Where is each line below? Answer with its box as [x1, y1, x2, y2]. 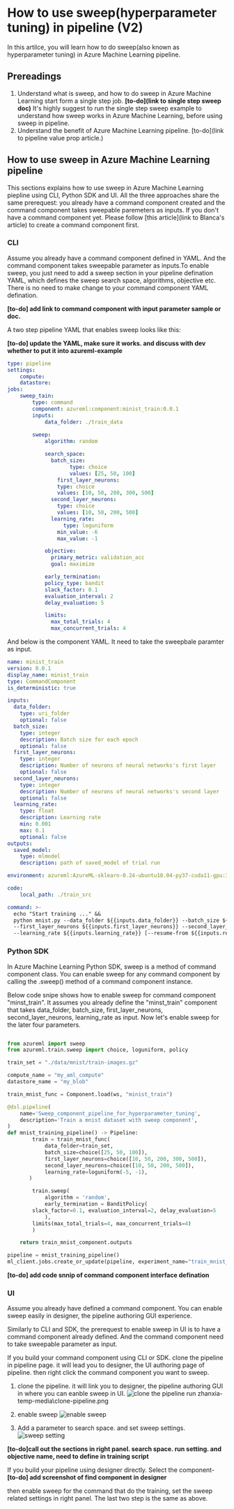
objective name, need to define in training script [7, 1452, 149, 1461]
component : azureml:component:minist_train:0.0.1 [32, 405, 179, 412]
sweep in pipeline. [17, 119, 70, 127]
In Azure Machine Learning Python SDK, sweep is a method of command [7, 962, 217, 971]
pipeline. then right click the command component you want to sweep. [7, 1369, 210, 1377]
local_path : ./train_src [19, 891, 92, 898]
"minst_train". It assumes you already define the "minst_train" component [7, 998, 217, 1006]
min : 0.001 [19, 821, 52, 828]
